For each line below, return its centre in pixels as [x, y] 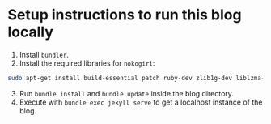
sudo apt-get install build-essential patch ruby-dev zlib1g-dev [120, 78]
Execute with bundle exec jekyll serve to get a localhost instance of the [141, 102]
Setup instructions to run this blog [125, 15]
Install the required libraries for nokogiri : [87, 63]
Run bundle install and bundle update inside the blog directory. [126, 93]
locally [31, 32]
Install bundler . [44, 54]
